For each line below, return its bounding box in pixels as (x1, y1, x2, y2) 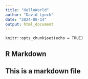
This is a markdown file (5, 67, 81, 75)
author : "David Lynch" (5, 12, 54, 17)
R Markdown (5, 49, 47, 58)
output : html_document (5, 21, 54, 27)
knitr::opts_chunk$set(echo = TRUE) (5, 36, 83, 41)
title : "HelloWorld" (5, 7, 50, 13)
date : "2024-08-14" (5, 17, 47, 22)
